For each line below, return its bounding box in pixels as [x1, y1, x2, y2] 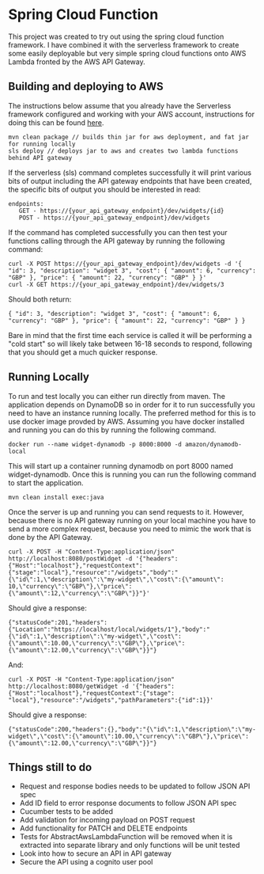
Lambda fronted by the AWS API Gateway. [8, 57, 145, 66]
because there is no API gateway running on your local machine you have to [8, 515, 256, 525]
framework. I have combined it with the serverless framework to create [8, 40, 239, 49]
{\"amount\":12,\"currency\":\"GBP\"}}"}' [8, 589, 150, 597]
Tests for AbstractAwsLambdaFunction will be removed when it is [19, 832, 233, 842]
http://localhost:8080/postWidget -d [8, 554, 133, 563]
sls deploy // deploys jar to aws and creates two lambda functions [8, 146, 239, 155]
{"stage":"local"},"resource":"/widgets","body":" [8, 568, 179, 576]
